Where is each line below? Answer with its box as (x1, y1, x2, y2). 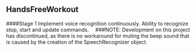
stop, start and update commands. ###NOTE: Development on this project (6, 26, 190, 33)
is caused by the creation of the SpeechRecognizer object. (6, 38, 148, 45)
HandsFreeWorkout (6, 5, 79, 14)
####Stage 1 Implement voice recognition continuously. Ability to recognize (6, 20, 188, 27)
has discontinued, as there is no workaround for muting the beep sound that (6, 32, 190, 39)
